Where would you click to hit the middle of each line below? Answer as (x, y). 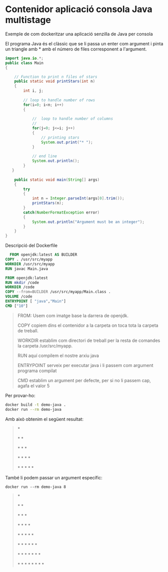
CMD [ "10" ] (17, 306)
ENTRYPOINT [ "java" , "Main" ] (36, 301)
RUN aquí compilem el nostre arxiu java (58, 355)
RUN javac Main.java (27, 269)
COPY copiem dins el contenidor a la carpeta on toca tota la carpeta (88, 325)
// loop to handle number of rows (59, 100)
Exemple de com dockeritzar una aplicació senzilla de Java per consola (79, 34)
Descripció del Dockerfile (31, 246)
